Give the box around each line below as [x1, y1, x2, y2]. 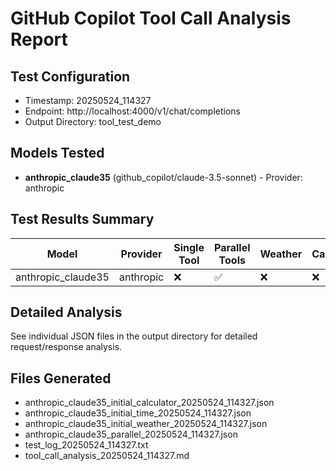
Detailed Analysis [10, 304, 123, 321]
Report [10, 28, 68, 51]
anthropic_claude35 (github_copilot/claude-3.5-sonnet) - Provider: [24, 171, 303, 183]
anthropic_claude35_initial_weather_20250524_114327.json [24, 418, 268, 430]
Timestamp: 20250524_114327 [24, 95, 152, 106]
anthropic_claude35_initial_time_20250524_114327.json [24, 407, 252, 419]
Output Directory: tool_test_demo [24, 116, 162, 127]
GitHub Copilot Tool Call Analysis [10, 7, 292, 30]
